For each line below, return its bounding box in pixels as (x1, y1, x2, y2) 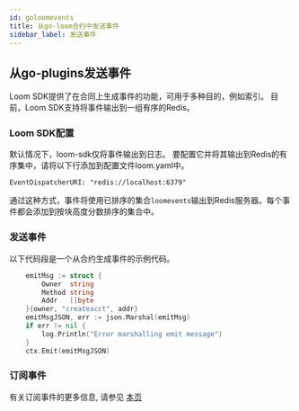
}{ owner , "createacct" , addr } (25, 305, 139, 314)
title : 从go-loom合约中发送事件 (9, 22, 119, 31)
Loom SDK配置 (9, 127, 75, 139)
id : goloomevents (9, 13, 75, 22)
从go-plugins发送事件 (9, 65, 132, 81)
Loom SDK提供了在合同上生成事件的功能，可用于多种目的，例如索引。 (9, 91, 269, 102)
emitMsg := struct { (25, 271, 102, 280)
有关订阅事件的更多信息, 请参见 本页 (9, 391, 142, 402)
